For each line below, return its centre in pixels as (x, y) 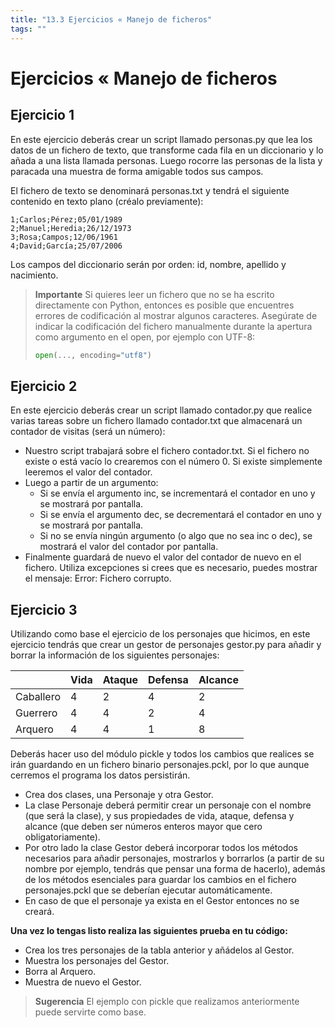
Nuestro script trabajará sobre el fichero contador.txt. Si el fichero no (167, 451)
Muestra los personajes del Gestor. (97, 960)
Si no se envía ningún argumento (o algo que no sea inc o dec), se (176, 536)
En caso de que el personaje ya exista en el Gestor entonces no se (162, 900)
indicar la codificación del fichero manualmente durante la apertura (173, 326)
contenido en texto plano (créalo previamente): (107, 201)
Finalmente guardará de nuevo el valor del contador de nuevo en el (163, 557)
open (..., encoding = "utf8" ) (93, 355)
